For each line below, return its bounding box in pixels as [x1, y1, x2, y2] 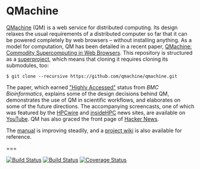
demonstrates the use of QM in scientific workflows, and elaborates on [6, 96, 181, 104]
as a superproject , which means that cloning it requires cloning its [6, 55, 168, 62]
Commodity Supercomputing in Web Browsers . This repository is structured [6, 49, 193, 56]
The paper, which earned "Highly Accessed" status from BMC [6, 83, 159, 90]
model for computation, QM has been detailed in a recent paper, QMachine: [6, 43, 192, 50]
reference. [6, 133, 32, 140]
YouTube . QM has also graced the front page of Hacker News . [6, 115, 159, 123]
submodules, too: [6, 61, 49, 69]
